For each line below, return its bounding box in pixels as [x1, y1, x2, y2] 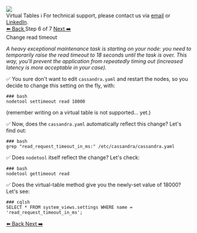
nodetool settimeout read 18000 [6, 99, 85, 104]
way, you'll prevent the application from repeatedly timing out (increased [6, 58, 183, 64]
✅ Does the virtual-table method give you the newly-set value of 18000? [6, 181, 181, 188]
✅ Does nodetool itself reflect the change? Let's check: [6, 154, 140, 161]
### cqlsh [6, 199, 31, 205]
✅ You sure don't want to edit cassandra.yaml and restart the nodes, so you [6, 76, 188, 82]
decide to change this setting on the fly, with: [6, 82, 116, 89]
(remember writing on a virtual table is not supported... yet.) [6, 109, 151, 116]
